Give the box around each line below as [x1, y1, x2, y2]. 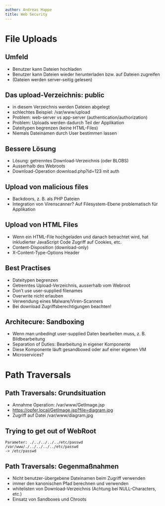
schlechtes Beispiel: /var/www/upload [12, 109, 90, 115]
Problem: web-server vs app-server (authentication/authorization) [12, 114, 148, 120]
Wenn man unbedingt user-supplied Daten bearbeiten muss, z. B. [12, 331, 146, 337]
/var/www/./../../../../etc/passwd [5, 444, 79, 450]
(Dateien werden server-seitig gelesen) [12, 76, 93, 82]
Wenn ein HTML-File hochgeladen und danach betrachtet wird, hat [12, 234, 149, 240]
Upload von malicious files [5, 183, 89, 191]
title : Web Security [5, 12, 48, 17]
